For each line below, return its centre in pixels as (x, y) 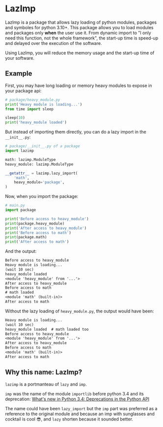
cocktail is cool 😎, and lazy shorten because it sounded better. (69, 419)
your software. (20, 58)
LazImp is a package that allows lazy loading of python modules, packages (81, 22)
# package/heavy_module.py (33, 100)
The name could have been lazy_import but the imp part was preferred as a (81, 408)
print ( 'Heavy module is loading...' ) (44, 104)
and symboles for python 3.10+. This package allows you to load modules (79, 27)
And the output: (21, 251)
